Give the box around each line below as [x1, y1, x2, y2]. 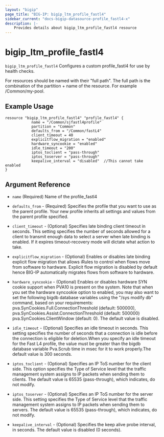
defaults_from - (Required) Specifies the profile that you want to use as [12, 203, 157, 209]
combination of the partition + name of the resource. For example [5, 83, 137, 89]
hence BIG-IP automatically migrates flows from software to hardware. [12, 269, 155, 275]
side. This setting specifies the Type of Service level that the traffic [12, 396, 148, 402]
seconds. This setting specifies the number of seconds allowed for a [12, 228, 151, 234]
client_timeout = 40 [31, 132, 73, 138]
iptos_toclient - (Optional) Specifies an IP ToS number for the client [12, 360, 151, 367]
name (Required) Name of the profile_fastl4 [12, 193, 97, 199]
